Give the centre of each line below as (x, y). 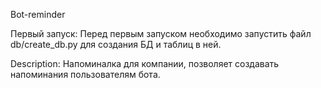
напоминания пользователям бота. (85, 74)
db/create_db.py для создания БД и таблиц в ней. (116, 44)
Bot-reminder (38, 14)
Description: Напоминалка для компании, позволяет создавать (145, 63)
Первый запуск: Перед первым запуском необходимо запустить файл (161, 33)
